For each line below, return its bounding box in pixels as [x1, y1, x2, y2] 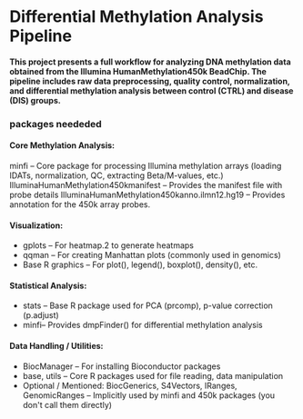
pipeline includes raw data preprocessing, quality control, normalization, [9, 75, 290, 86]
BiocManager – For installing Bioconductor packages [22, 361, 221, 372]
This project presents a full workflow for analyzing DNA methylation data [9, 56, 291, 67]
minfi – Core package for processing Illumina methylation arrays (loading [9, 160, 282, 171]
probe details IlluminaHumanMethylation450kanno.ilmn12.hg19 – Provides [9, 189, 286, 200]
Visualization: [9, 220, 64, 231]
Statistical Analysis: [9, 280, 87, 291]
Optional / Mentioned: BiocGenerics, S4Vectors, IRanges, [22, 380, 238, 391]
